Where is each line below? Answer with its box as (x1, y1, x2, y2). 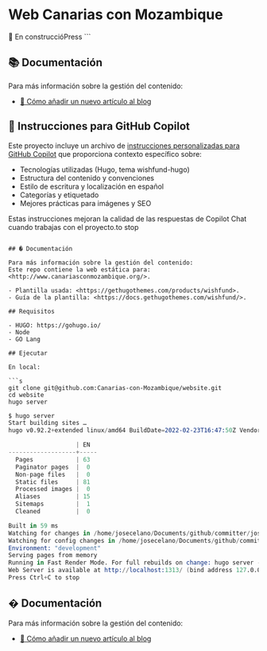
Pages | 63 (15, 455, 91, 463)
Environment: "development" (8, 544, 102, 552)
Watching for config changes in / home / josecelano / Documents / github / (8, 536, 240, 544)
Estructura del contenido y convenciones (19, 173, 155, 182)
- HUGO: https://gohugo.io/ (8, 321, 102, 329)
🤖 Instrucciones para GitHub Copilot (8, 119, 191, 133)
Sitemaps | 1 (15, 500, 91, 509)
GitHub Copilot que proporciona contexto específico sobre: (8, 149, 203, 158)
